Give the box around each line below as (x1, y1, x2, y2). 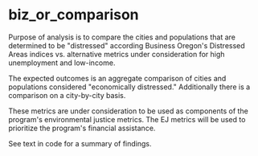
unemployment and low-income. (8, 58, 116, 68)
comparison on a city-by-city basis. (8, 90, 126, 100)
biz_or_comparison (8, 6, 139, 24)
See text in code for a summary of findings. (8, 138, 152, 148)
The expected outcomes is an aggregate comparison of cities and (8, 73, 227, 83)
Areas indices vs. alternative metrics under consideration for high (8, 49, 225, 59)
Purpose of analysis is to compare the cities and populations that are (8, 32, 235, 42)
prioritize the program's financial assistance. (8, 123, 156, 133)
